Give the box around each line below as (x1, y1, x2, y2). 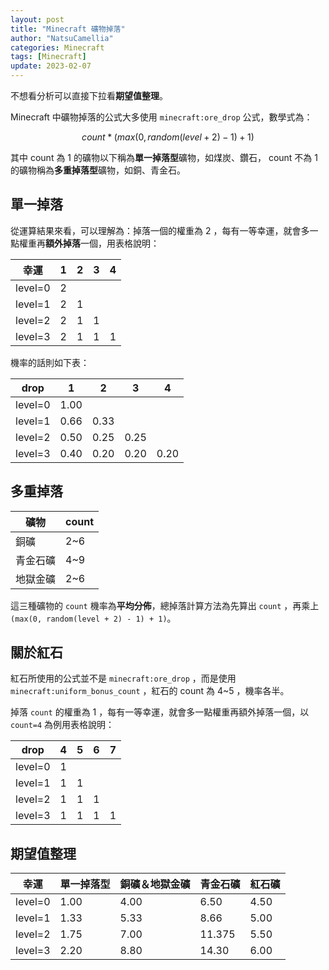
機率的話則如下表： (10, 356, 90, 368)
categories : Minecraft (10, 42, 105, 53)
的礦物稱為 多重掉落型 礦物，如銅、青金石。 (10, 164, 186, 176)
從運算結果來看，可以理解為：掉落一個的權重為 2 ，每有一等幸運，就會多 (10, 224, 310, 236)
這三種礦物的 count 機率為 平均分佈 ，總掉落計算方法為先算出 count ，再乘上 (10, 599, 320, 611)
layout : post (10, 14, 65, 25)
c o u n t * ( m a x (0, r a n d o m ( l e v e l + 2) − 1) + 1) (81, 131, 255, 143)
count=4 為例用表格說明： (10, 719, 115, 731)
